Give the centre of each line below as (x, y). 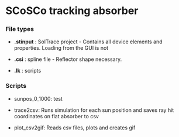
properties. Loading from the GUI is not (61, 48)
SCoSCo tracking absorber (72, 11)
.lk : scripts (27, 71)
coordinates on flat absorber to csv (56, 116)
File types (20, 29)
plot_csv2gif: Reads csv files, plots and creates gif (75, 128)
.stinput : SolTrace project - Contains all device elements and (88, 42)
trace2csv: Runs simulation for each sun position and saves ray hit (94, 110)
